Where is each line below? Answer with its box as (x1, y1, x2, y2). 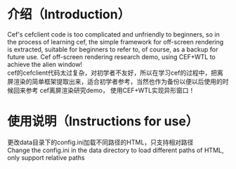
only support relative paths (7, 153, 86, 162)
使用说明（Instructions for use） (7, 113, 199, 130)
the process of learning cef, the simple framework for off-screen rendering (7, 37, 224, 46)
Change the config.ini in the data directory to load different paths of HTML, (7, 146, 224, 154)
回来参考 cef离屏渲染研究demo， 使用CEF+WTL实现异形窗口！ (13, 86, 195, 94)
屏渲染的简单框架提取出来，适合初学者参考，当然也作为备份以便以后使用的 (7, 77, 223, 85)
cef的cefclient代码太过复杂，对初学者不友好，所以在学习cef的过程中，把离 (7, 68, 223, 77)
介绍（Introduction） (7, 6, 131, 23)
